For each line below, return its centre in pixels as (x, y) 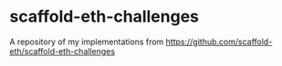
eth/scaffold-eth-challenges (63, 51)
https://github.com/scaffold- (219, 42)
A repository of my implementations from (87, 42)
